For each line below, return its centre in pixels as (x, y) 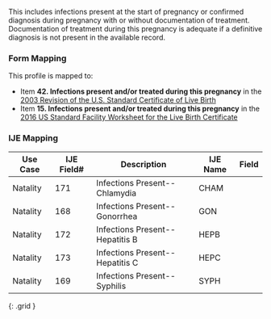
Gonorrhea (117, 216)
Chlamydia (117, 193)
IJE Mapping (33, 138)
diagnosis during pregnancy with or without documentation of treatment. (129, 20)
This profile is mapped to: (51, 76)
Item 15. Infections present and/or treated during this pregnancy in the (140, 109)
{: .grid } (22, 305)
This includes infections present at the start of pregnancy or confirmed (126, 12)
